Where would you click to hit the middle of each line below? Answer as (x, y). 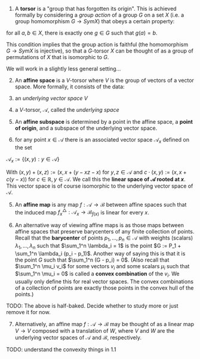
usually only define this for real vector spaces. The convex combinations (104, 282)
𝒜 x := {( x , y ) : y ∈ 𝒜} (33, 159)
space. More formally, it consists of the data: (70, 87)
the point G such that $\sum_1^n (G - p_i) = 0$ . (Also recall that (92, 260)
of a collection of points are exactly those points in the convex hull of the (104, 288)
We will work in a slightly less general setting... (64, 69)
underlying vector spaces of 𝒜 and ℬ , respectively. (78, 337)
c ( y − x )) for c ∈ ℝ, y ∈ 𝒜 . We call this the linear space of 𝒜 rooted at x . (96, 179)
